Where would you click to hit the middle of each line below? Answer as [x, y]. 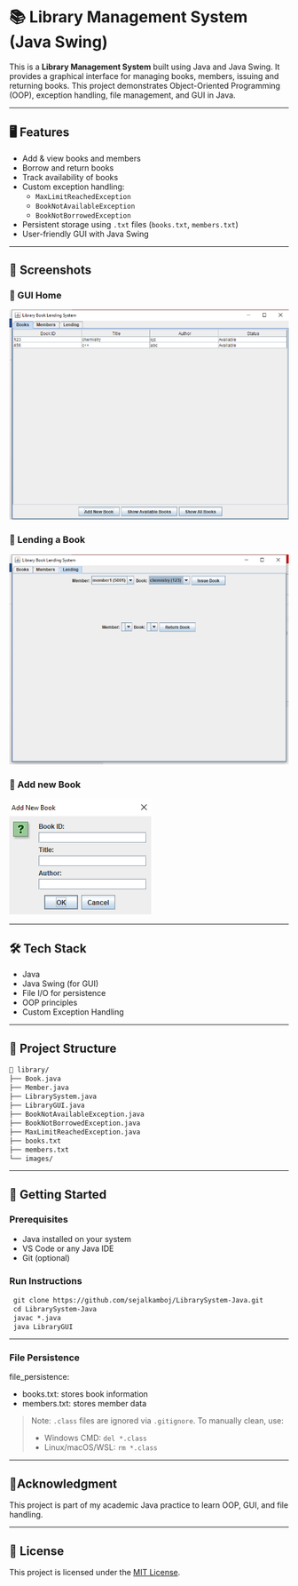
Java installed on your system [76, 1239]
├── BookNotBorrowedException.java [75, 1124]
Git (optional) [46, 1257]
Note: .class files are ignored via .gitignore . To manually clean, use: [157, 1421]
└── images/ [31, 1159]
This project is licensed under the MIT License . [95, 1573]
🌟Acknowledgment [63, 1483]
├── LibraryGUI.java [47, 1106]
